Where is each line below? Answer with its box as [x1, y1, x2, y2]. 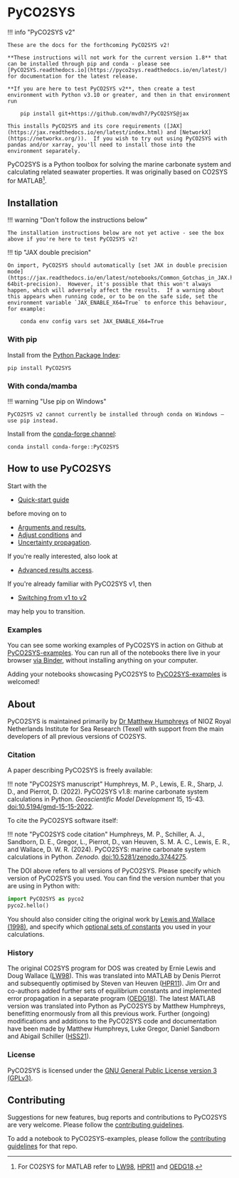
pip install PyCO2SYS [7, 364, 72, 372]
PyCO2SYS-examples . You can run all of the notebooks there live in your [7, 648, 221, 657]
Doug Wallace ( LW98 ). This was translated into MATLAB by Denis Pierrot [7, 972, 221, 980]
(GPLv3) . [7, 1073, 33, 1082]
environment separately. [7, 147, 81, 154]
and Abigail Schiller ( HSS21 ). [7, 1032, 91, 1041]
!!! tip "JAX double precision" [7, 248, 92, 257]
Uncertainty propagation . [17, 538, 92, 547]
